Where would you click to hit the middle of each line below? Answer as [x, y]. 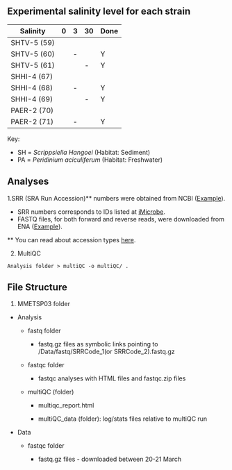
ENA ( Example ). [40, 226]
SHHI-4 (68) [32, 87]
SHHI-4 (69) [32, 99]
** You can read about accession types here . [72, 240]
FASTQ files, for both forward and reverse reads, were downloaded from [121, 219]
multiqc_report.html [66, 405]
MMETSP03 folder [44, 304]
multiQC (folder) [51, 392]
